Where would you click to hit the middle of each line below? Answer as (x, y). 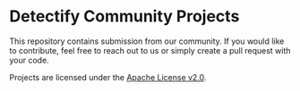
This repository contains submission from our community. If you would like (147, 41)
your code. (29, 60)
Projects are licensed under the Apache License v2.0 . (108, 77)
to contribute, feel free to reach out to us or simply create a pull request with (150, 50)
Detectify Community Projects (124, 17)
